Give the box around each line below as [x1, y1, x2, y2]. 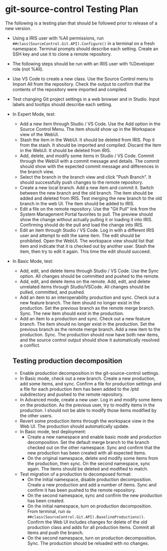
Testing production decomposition [12, 357, 123, 365]
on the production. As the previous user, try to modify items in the [19, 402, 155, 408]
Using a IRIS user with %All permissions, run [12, 35, 104, 41]
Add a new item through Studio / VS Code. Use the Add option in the [19, 121, 161, 127]
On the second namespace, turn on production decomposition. [27, 534, 157, 541]
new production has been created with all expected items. [27, 449, 147, 456]
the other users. [19, 412, 53, 418]
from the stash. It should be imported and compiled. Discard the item [19, 142, 162, 148]
